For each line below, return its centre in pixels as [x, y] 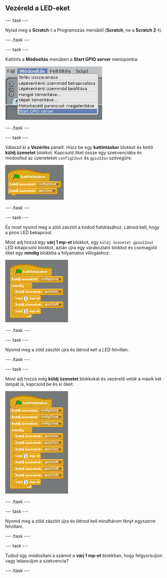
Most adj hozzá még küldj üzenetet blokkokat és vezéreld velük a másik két [83, 378]
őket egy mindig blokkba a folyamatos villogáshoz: [57, 253]
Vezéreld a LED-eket [37, 8]
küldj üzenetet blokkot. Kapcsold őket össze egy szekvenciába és [73, 152]
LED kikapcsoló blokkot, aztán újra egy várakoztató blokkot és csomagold [81, 247]
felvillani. [14, 526]
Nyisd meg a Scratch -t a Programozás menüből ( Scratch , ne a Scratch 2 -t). [84, 30]
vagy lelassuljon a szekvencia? [37, 560]
